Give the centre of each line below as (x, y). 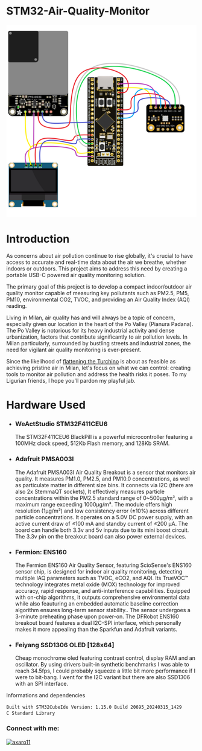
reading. (17, 305)
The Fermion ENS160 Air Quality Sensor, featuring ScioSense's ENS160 (103, 565)
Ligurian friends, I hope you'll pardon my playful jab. (71, 380)
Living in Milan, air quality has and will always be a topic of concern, (91, 318)
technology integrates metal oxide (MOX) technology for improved (97, 584)
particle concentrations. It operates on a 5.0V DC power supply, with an (104, 517)
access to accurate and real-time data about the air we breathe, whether (96, 262)
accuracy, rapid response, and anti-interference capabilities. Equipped (103, 590)
